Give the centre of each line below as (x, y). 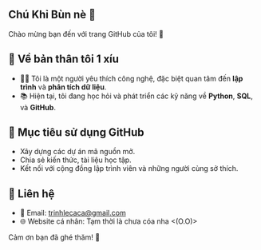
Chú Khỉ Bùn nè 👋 (52, 15)
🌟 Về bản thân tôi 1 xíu (64, 60)
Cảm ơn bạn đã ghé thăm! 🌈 (54, 237)
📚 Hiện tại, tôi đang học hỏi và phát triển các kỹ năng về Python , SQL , (136, 96)
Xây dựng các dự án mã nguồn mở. (77, 152)
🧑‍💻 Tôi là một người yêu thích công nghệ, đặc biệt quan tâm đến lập (131, 78)
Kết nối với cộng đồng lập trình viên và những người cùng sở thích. (129, 169)
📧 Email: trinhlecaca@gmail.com (73, 213)
